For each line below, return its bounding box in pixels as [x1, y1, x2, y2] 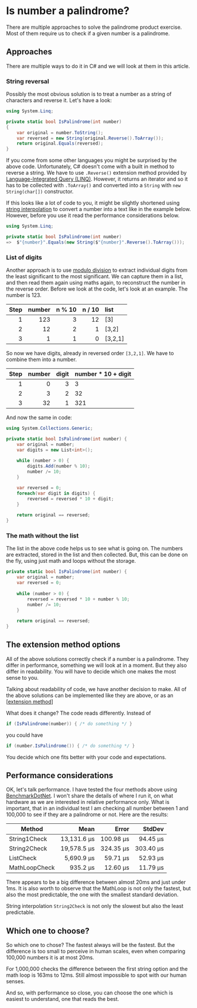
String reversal [6, 77, 49, 85]
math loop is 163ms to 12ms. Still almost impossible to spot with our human [6, 972, 187, 979]
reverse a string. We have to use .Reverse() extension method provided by [6, 169, 187, 176]
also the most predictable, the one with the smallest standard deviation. [6, 891, 179, 898]
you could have [6, 731, 43, 739]
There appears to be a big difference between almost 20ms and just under [6, 879, 186, 886]
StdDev [142, 825, 164, 833]
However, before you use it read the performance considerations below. [6, 212, 180, 219]
